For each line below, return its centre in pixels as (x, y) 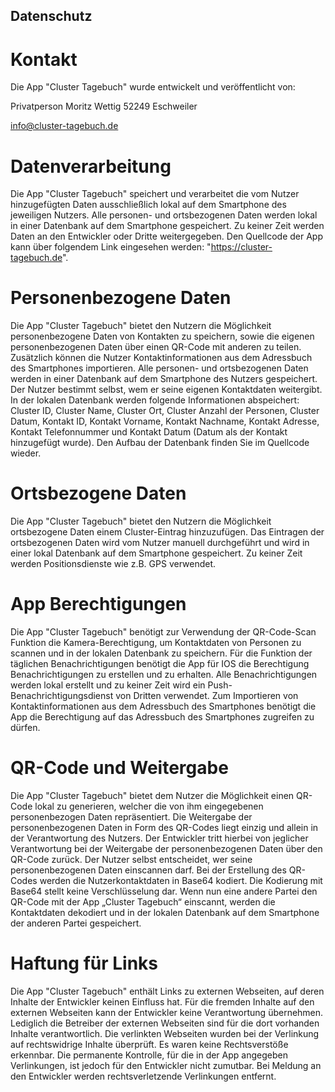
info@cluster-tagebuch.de (64, 126)
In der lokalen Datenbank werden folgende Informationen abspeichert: (155, 400)
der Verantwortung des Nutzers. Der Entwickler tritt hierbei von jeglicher (159, 838)
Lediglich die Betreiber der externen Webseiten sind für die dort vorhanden (165, 1023)
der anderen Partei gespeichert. (76, 923)
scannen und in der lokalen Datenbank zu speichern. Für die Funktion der (161, 653)
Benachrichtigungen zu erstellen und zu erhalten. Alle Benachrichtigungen (164, 675)
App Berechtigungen (98, 604)
